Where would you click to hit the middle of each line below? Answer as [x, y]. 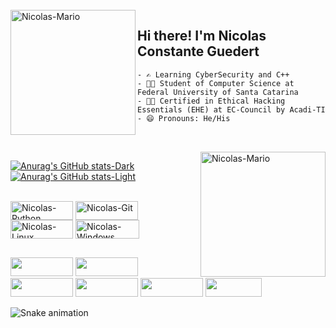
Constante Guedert [198, 51]
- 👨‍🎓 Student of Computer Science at [216, 83]
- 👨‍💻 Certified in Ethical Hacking [211, 101]
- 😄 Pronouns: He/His [184, 118]
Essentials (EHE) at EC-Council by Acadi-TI [231, 109]
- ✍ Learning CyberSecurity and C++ [213, 74]
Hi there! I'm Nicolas [202, 36]
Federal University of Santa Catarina [218, 92]
